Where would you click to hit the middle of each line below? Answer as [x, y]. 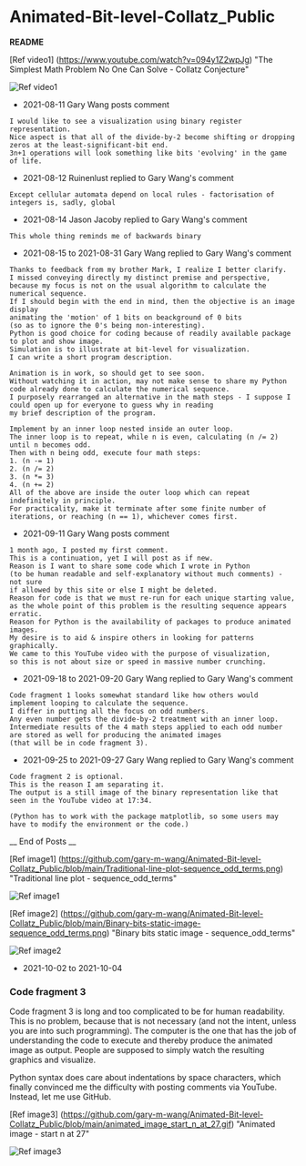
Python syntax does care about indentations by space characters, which [145, 1078]
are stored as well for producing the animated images [116, 735]
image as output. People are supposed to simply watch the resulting [137, 1050]
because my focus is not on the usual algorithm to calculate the [138, 285]
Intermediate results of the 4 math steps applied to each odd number [146, 727]
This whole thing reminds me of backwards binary [106, 236]
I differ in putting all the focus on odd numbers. [109, 711]
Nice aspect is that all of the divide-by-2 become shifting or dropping [153, 137]
